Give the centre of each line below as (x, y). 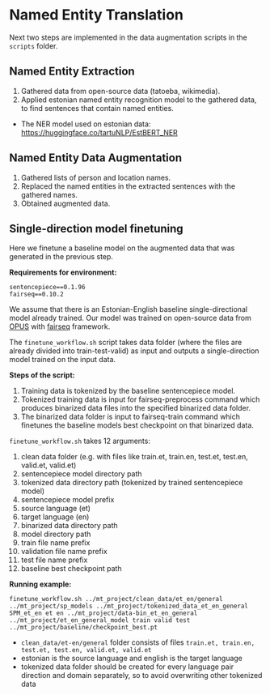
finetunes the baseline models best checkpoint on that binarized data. (137, 425)
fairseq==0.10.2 (36, 294)
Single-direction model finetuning (97, 228)
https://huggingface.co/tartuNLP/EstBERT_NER (99, 132)
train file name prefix (55, 543)
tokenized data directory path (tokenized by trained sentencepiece (132, 483)
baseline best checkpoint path (71, 569)
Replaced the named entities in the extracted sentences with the (128, 186)
